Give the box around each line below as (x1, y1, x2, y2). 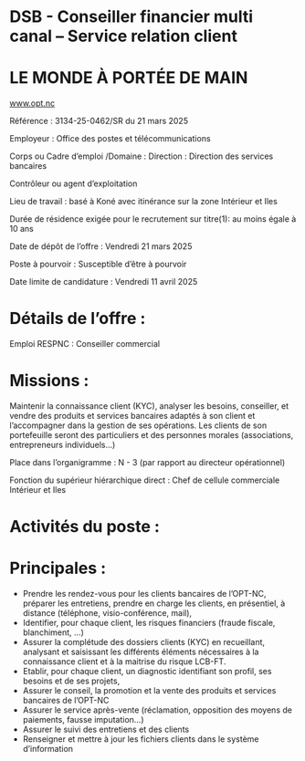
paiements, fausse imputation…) (22, 714, 144, 725)
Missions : (9, 370, 89, 391)
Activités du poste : (9, 516, 160, 537)
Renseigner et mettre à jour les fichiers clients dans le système (22, 734, 259, 745)
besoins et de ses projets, (22, 675, 121, 686)
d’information (22, 744, 74, 755)
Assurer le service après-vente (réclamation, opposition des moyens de (22, 704, 292, 715)
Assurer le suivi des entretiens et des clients (22, 724, 190, 735)
